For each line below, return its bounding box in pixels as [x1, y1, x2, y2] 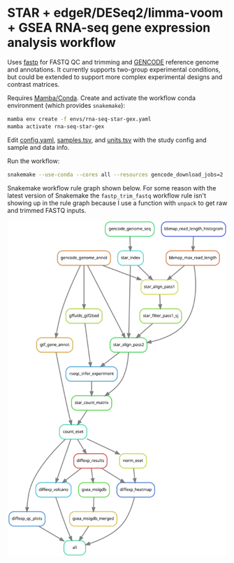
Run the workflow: [7, 156, 60, 165]
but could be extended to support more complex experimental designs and [7, 72, 223, 81]
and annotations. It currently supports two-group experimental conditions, [7, 65, 221, 74]
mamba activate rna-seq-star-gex [7, 123, 105, 130]
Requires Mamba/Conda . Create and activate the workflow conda [7, 93, 196, 102]
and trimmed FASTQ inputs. [7, 206, 87, 214]
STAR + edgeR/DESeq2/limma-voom [7, 5, 224, 21]
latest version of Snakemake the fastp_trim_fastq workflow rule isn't [7, 191, 207, 200]
